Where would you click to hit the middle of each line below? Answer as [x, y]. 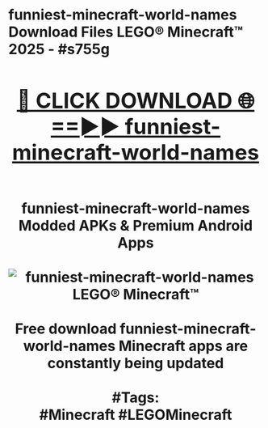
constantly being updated [136, 363]
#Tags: [136, 397]
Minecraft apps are [183, 346]
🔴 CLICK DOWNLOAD [124, 100]
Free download [66, 328]
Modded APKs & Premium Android [136, 225]
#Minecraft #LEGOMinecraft [136, 415]
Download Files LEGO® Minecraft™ [126, 32]
